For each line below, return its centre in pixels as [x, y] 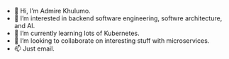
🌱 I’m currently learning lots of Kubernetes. [77, 33]
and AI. [24, 26]
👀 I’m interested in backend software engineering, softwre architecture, [118, 18]
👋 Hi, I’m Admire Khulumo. [52, 11]
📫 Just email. [34, 48]
